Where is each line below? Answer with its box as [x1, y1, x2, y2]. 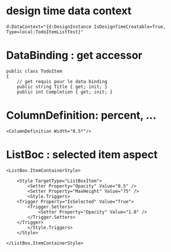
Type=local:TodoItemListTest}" [6, 28, 84, 35]
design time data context [6, 4, 132, 18]
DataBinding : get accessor [6, 49, 142, 62]
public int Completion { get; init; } [17, 89, 113, 95]
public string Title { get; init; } [17, 84, 108, 90]
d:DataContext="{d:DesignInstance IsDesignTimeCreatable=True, [6, 24, 166, 30]
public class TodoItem [6, 68, 62, 74]
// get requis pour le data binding [17, 78, 108, 84]
